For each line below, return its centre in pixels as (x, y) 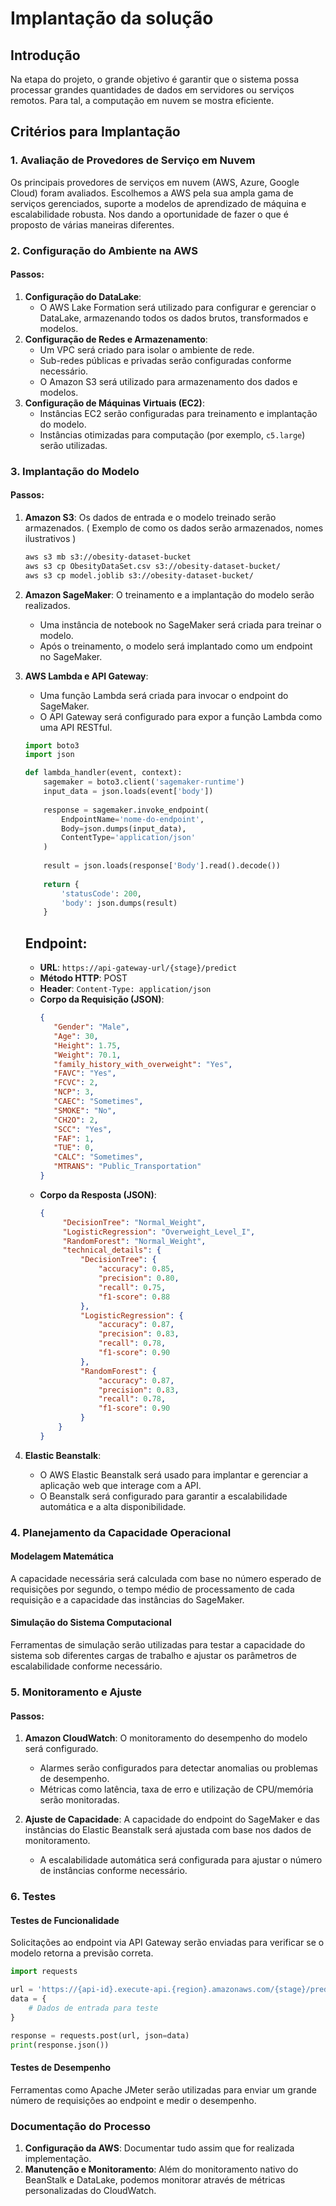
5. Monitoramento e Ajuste (76, 1692)
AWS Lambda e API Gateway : (86, 676)
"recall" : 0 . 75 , (132, 1287)
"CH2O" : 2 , (76, 1120)
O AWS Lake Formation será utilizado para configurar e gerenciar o (178, 307)
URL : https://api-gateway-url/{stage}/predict (138, 968)
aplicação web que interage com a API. (120, 1485)
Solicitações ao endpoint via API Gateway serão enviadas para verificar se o (167, 1943)
